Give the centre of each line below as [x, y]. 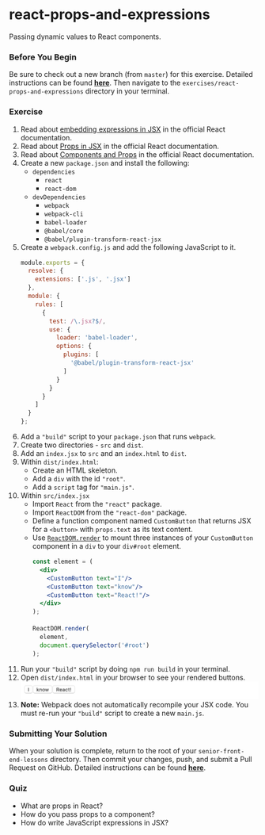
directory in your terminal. [127, 91]
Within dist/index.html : [59, 462]
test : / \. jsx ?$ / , [78, 321]
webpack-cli [64, 214]
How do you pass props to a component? [87, 814]
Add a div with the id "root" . [79, 479]
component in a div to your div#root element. [106, 546]
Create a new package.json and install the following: [105, 163]
